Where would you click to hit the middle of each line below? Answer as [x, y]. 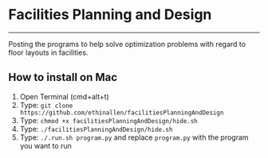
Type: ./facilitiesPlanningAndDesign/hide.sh [96, 129]
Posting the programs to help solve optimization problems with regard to [127, 44]
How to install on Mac [63, 77]
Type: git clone [46, 105]
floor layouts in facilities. [48, 52]
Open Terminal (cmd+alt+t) [64, 96]
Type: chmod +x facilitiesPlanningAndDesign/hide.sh [108, 120]
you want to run [45, 145]
